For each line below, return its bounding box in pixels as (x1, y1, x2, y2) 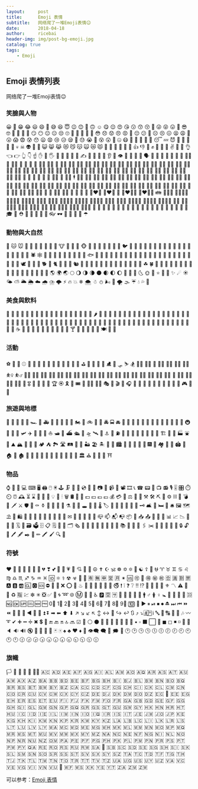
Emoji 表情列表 (6, 76, 60, 87)
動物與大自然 (6, 228, 43, 237)
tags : (6, 47, 20, 53)
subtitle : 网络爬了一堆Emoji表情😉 (6, 20, 92, 25)
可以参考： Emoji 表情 (6, 776, 57, 783)
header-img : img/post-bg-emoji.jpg (6, 36, 94, 42)
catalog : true (6, 42, 41, 48)
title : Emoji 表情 (6, 14, 63, 20)
